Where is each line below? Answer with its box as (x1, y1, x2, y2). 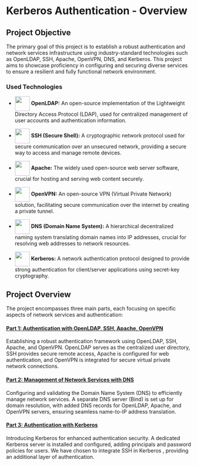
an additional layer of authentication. (6, 453, 95, 460)
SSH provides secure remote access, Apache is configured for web (6, 350, 169, 357)
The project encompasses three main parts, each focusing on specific (6, 305, 176, 312)
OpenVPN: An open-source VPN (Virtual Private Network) (31, 190, 172, 197)
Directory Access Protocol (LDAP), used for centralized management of (14, 110, 188, 118)
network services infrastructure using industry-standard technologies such (6, 49, 188, 56)
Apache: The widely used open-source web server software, (31, 165, 179, 172)
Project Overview (6, 289, 71, 299)
